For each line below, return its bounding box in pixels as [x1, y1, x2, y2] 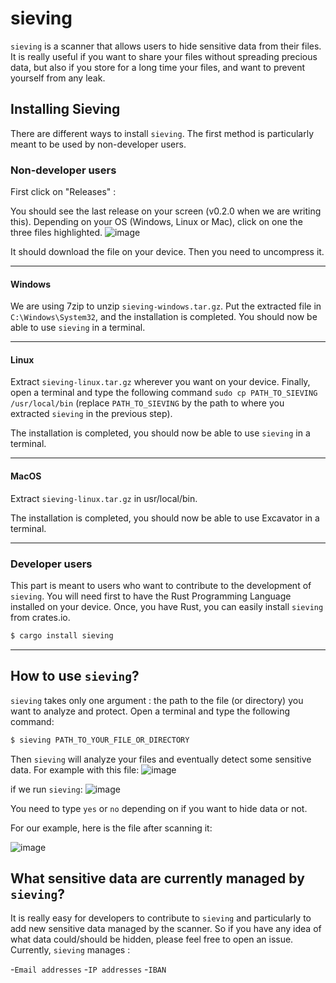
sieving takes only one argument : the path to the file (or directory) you [10, 694, 304, 706]
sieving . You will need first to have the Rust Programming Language [10, 590, 292, 602]
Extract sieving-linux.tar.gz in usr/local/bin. [10, 492, 198, 504]
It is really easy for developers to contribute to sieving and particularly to [10, 912, 312, 924]
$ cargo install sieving [10, 630, 114, 641]
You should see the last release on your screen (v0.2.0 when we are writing [10, 205, 322, 217]
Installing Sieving [10, 101, 121, 118]
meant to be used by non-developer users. [10, 138, 187, 150]
